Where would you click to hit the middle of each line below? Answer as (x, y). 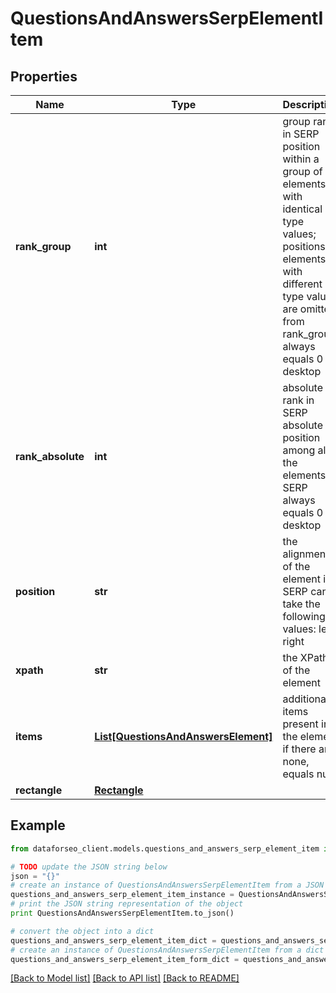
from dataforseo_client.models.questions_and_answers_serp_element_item (165, 848)
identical (302, 209)
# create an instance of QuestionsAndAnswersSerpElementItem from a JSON (167, 885)
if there (299, 749)
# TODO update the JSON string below (89, 867)
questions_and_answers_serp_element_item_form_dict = (125, 959)
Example (38, 825)
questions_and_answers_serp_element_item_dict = (113, 940)
